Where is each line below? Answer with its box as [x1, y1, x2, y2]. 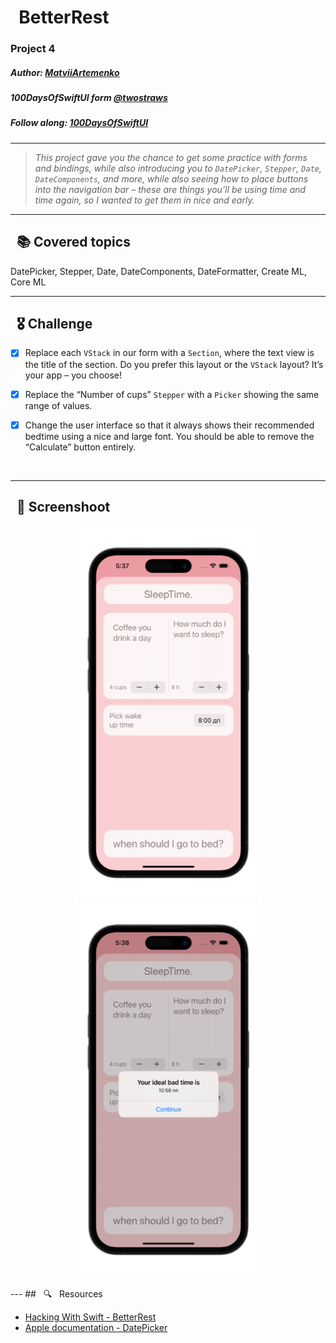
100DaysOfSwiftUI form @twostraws [10, 92, 168, 104]
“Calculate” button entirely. [24, 441, 137, 453]
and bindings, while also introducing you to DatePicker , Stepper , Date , [34, 162, 322, 174]
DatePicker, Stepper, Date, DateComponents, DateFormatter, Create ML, [10, 265, 307, 277]
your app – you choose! [24, 369, 123, 381]
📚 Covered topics [16, 234, 131, 251]
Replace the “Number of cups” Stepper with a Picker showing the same [24, 388, 320, 400]
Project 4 [10, 42, 56, 56]
